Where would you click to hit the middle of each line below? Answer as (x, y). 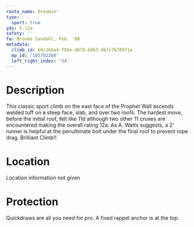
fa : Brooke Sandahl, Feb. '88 (43, 39)
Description (35, 90)
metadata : (18, 45)
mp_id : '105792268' (35, 55)
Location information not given (43, 178)
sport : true (26, 22)
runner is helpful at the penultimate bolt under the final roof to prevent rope (97, 131)
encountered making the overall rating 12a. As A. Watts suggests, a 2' (90, 125)
